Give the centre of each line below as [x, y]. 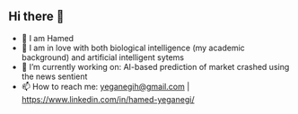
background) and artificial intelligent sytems [103, 57]
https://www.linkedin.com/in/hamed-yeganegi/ [108, 99]
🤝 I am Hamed [47, 38]
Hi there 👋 [36, 17]
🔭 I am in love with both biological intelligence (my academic [133, 48]
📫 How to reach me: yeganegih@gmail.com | [105, 86]
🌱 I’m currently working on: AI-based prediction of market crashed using [155, 66]
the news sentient [54, 76]
